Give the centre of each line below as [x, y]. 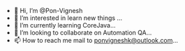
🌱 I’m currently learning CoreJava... [65, 25]
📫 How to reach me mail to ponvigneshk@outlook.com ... [96, 40]
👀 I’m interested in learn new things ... [68, 18]
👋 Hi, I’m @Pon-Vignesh [48, 11]
